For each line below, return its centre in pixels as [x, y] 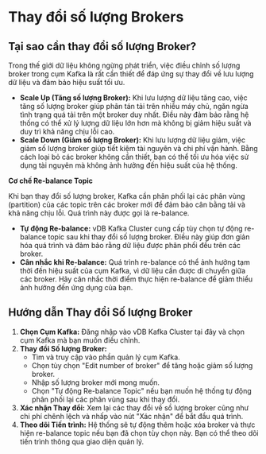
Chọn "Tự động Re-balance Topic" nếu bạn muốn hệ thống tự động [141, 390]
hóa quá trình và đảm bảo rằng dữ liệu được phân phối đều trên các [130, 245]
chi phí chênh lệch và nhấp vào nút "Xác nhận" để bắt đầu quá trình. [131, 416]
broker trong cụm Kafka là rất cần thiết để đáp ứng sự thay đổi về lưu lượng [131, 74]
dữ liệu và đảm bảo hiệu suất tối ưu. [67, 82]
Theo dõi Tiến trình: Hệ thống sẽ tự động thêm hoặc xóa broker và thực [137, 425]
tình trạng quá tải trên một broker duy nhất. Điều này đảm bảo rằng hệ [134, 114]
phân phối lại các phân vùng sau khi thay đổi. [106, 399]
